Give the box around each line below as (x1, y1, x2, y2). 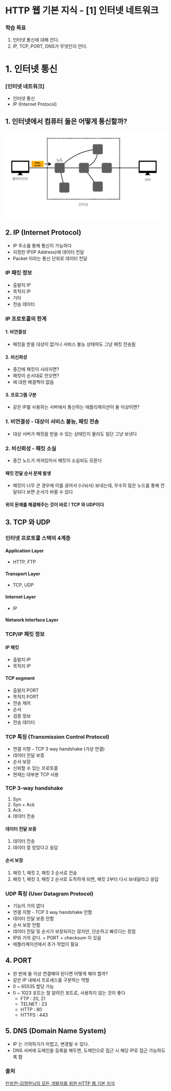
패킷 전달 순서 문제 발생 (5, 470, 51, 476)
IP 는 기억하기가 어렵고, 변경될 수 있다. (12, 1041, 90, 1047)
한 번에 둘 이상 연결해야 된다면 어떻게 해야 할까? (12, 970, 109, 976)
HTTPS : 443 (20, 1012, 48, 1018)
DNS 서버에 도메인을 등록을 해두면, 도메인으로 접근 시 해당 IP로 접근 (12, 1047, 148, 1053)
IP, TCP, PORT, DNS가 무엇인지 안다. (12, 43, 88, 49)
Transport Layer (5, 571, 40, 577)
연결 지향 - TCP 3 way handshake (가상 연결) (12, 746, 105, 752)
